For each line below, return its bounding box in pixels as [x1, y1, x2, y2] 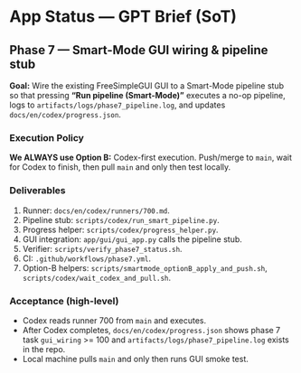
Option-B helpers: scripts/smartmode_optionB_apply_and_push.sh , [22, 262, 268, 273]
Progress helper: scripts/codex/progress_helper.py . [22, 224, 219, 235]
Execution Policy [9, 131, 84, 144]
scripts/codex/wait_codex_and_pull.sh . [22, 272, 172, 283]
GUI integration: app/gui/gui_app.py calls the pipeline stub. [22, 233, 242, 245]
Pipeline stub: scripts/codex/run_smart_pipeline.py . [22, 214, 220, 225]
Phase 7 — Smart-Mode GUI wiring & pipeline [9, 42, 268, 58]
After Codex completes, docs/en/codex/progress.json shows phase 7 [22, 324, 281, 335]
